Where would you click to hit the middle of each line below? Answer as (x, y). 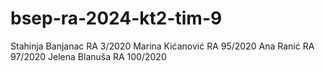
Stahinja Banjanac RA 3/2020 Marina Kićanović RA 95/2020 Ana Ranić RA (162, 46)
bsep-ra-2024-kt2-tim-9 (116, 18)
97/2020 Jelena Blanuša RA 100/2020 (88, 56)
